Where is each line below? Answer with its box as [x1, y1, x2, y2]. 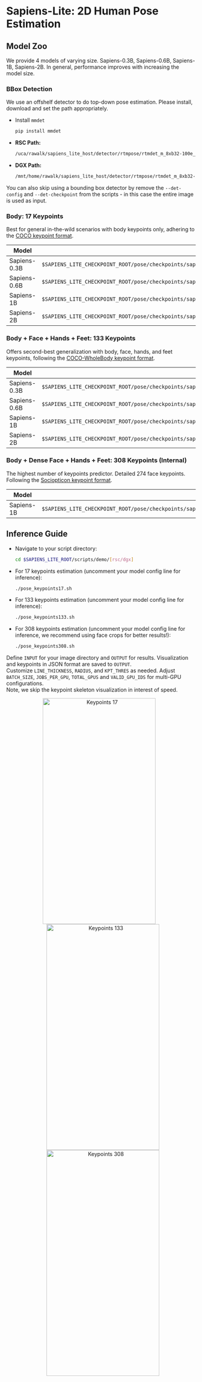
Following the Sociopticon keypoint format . [6, 476, 112, 483]
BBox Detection [6, 84, 53, 93]
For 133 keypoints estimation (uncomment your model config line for [14, 596, 185, 604]
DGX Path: [14, 161, 42, 169]
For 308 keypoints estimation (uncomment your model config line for [14, 625, 186, 633]
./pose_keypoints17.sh [14, 586, 72, 592]
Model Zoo [6, 41, 47, 51]
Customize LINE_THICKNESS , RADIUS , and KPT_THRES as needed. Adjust [6, 667, 176, 674]
